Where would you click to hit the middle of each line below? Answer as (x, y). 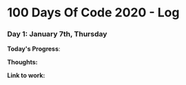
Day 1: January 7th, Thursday (57, 34)
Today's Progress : (34, 49)
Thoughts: (22, 62)
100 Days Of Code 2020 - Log (93, 13)
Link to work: (26, 75)
